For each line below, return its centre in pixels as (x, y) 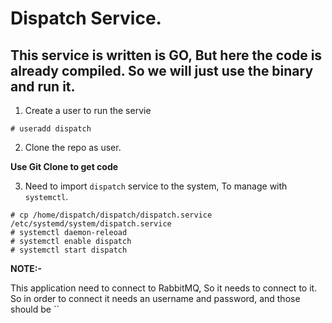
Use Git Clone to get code (64, 166)
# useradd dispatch (51, 129)
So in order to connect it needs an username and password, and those (155, 298)
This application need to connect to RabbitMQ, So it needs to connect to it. (164, 288)
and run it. (43, 86)
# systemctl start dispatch (69, 250)
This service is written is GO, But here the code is (166, 55)
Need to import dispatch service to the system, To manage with (156, 186)
